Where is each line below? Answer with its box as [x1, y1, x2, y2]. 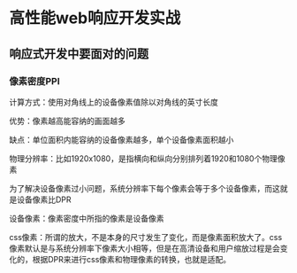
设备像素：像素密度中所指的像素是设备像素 [9, 213, 164, 223]
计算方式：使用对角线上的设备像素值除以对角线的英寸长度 [9, 97, 218, 107]
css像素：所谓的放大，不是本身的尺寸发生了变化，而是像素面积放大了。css [9, 231, 283, 242]
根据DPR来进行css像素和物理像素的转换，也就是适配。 [32, 253, 232, 264]
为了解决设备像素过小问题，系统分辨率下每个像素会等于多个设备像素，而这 [9, 183, 280, 193]
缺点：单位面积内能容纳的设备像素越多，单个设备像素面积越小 [9, 134, 234, 144]
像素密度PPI [9, 74, 60, 87]
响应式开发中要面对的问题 [9, 46, 148, 61]
